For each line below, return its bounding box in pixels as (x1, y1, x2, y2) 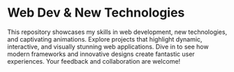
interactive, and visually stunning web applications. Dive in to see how (7, 42, 209, 51)
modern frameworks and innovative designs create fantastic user (7, 50, 196, 58)
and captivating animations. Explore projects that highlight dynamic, (7, 35, 203, 43)
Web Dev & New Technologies (7, 5, 185, 21)
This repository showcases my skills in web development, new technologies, (7, 28, 228, 36)
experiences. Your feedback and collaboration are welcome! (7, 57, 181, 65)
